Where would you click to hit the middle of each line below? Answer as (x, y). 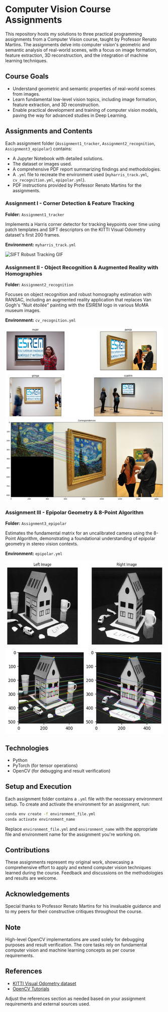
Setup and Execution (38, 787)
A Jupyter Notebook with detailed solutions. (58, 158)
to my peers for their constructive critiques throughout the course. (74, 911)
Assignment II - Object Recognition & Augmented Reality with (82, 267)
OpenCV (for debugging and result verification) (61, 771)
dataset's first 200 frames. (33, 235)
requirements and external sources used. (48, 1004)
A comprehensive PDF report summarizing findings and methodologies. (87, 169)
